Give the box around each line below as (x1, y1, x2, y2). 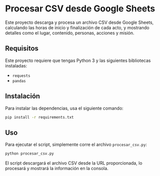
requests (12, 73, 31, 78)
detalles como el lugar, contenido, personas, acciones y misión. (5, 30, 134, 36)
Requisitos (5, 44, 39, 53)
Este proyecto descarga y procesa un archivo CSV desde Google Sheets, (5, 19, 154, 25)
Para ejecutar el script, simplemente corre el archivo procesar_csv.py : (5, 142, 147, 148)
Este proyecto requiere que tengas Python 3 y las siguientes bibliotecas (5, 58, 151, 63)
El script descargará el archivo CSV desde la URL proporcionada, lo (5, 160, 142, 166)
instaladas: (5, 62, 27, 68)
